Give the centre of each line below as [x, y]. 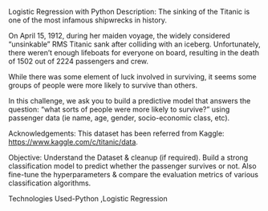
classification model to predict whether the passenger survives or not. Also [132, 166]
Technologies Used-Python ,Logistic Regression [88, 199]
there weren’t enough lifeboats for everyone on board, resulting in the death [134, 53]
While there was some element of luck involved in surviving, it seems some [132, 77]
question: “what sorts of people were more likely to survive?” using [119, 109]
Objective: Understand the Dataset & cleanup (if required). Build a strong [128, 157]
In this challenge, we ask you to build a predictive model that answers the [130, 101]
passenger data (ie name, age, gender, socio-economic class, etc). [119, 118]
